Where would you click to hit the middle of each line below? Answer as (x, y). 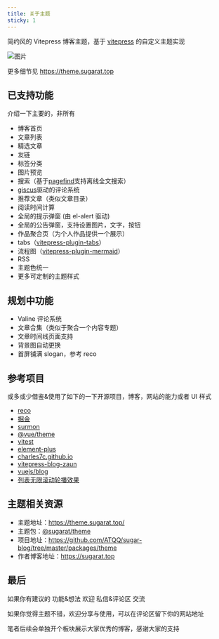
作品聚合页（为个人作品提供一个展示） (73, 234)
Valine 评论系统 (39, 319)
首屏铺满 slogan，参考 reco (57, 354)
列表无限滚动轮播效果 (48, 480)
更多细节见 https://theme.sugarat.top (61, 71)
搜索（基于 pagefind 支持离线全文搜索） (73, 181)
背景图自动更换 (39, 345)
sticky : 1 (22, 20)
